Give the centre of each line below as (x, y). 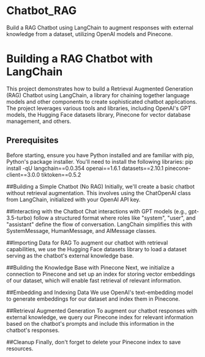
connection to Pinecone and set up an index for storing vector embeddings (101, 274)
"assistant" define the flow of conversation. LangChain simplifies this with (99, 224)
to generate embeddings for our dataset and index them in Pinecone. (93, 299)
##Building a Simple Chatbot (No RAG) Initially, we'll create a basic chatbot (100, 186)
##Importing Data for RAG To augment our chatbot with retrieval (87, 243)
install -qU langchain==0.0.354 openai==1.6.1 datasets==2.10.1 (85, 168)
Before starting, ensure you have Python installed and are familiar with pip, (100, 155)
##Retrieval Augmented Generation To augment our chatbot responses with (102, 311)
